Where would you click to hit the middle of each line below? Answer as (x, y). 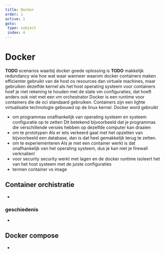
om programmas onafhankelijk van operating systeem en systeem (79, 117)
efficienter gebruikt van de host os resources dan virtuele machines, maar (80, 81)
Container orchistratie (40, 185)
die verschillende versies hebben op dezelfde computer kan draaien (82, 127)
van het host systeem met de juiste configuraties (62, 164)
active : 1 (15, 19)
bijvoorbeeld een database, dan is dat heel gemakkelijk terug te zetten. (84, 138)
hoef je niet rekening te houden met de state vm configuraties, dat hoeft (78, 91)
